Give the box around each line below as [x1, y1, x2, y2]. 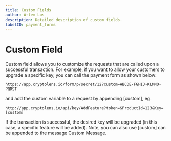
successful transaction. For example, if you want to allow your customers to [5, 66, 165, 73]
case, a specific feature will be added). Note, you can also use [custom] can [5, 125, 166, 131]
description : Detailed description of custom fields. [5, 17, 123, 22]
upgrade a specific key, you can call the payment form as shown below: [5, 72, 157, 78]
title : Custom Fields [5, 7, 52, 13]
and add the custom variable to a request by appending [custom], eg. [5, 96, 152, 102]
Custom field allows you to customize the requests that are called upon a [5, 61, 159, 67]
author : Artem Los [5, 12, 45, 17]
